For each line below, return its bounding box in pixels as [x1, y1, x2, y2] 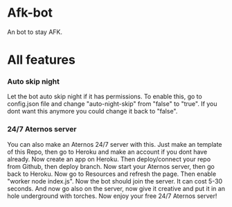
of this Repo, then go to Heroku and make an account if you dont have [7, 147, 208, 156]
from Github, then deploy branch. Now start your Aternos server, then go [7, 162, 215, 170]
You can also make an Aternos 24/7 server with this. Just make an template [7, 140, 223, 148]
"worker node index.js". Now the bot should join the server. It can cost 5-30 [7, 177, 223, 185]
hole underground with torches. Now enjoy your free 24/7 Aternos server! [7, 192, 217, 200]
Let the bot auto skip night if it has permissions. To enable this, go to [7, 92, 202, 101]
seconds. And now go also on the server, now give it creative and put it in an [7, 184, 225, 192]
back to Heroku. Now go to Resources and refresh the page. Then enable [7, 170, 217, 178]
